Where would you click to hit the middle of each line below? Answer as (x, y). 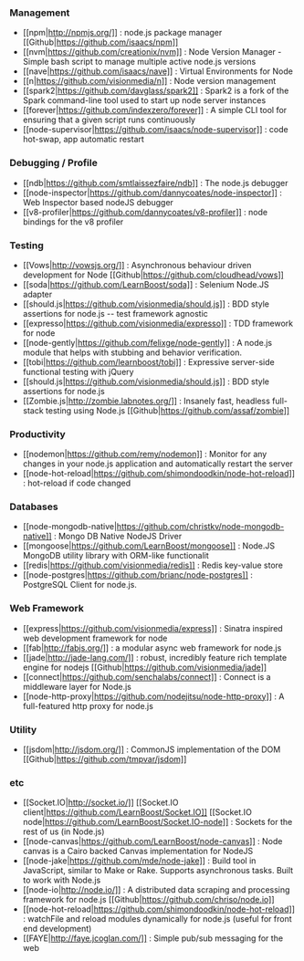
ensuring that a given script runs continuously (109, 120)
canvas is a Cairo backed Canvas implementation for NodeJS (138, 851)
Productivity (37, 433)
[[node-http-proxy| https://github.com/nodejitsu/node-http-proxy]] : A (153, 696)
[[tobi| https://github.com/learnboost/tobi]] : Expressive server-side (149, 361)
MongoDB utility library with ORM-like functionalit (116, 556)
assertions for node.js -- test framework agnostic (115, 313)
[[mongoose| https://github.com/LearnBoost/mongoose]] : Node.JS (149, 546)
